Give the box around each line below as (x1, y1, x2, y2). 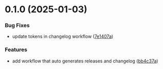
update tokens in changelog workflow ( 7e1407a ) (12, 33, 113, 39)
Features (5, 46, 28, 53)
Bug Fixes (5, 22, 30, 29)
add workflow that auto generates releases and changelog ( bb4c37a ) (12, 58, 158, 64)
